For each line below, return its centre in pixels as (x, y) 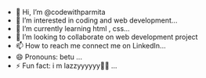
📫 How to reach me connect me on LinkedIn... (90, 46)
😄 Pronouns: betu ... (49, 57)
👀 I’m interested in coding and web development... (96, 20)
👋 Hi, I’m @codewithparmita (60, 12)
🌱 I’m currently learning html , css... (73, 28)
